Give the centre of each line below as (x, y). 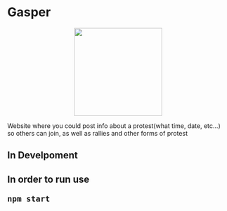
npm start (29, 199)
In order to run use (48, 179)
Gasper (29, 12)
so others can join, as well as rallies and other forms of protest (98, 133)
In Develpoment (43, 155)
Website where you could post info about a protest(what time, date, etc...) (114, 126)
